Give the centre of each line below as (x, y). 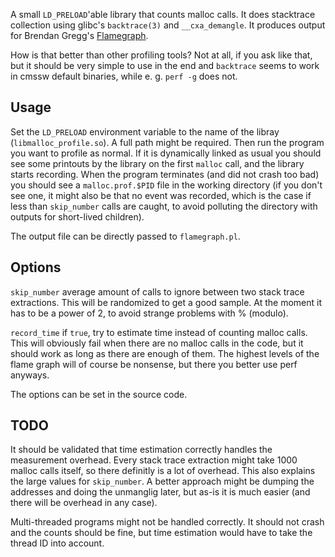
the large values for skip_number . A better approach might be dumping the (162, 481)
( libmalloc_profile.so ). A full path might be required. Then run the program (167, 142)
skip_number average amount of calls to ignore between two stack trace (157, 291)
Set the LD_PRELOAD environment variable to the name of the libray (145, 131)
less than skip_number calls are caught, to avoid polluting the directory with (164, 206)
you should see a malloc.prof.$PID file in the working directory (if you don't (166, 185)
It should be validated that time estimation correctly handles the (141, 450)
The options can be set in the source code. (99, 394)
